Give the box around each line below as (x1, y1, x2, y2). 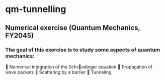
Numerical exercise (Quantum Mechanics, (5, 23, 140, 32)
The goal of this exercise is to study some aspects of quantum (5, 46, 160, 53)
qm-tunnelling (5, 3, 66, 15)
